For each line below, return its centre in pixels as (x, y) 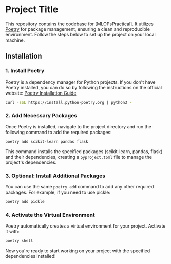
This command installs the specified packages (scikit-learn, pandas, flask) (84, 151)
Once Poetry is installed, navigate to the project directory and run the (78, 126)
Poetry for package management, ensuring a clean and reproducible (78, 29)
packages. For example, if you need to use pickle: (58, 192)
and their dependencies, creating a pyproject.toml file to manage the (79, 157)
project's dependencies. (31, 162)
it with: (12, 232)
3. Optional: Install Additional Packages (55, 176)
